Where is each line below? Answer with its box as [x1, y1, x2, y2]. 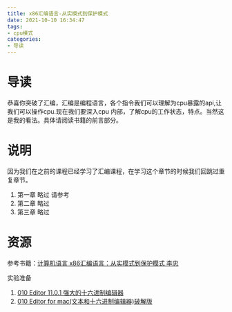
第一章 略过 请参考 [17, 190, 70, 198]
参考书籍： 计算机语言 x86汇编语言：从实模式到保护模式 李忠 [7, 259, 179, 267]
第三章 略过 [17, 207, 50, 216]
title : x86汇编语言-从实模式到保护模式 [7, 10, 108, 17]
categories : [7, 36, 41, 43]
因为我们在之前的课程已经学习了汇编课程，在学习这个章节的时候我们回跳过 [7, 167, 219, 175]
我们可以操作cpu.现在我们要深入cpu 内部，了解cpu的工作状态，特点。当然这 [7, 107, 224, 115]
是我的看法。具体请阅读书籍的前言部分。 [7, 116, 122, 124]
